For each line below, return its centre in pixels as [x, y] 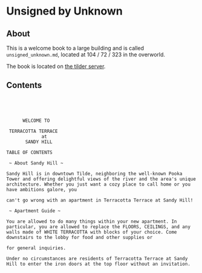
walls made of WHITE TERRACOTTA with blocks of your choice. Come [92, 232]
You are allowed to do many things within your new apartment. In [92, 221]
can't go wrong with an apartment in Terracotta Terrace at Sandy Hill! [100, 200]
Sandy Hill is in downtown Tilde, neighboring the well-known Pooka [94, 174]
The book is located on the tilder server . [56, 66]
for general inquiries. [36, 248]
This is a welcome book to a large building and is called [75, 48]
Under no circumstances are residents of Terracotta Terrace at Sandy [97, 258]
